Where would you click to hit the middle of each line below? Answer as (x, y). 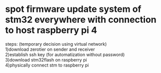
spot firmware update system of (73, 9)
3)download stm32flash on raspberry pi (46, 60)
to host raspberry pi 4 (51, 30)
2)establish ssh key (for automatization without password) (65, 54)
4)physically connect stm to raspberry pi (47, 65)
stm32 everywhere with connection (81, 20)
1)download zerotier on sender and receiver (50, 49)
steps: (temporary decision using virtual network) (56, 44)
